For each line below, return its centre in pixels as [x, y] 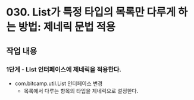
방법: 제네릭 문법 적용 [67, 27]
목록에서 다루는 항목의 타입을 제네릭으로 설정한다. [81, 90]
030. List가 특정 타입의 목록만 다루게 [91, 12]
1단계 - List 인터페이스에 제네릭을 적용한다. [64, 69]
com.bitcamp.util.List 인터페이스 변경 [59, 83]
